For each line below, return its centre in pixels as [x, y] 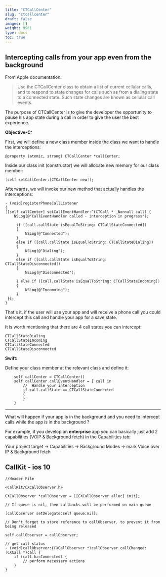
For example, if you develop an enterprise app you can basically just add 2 [82, 431]
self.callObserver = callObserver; [42, 535]
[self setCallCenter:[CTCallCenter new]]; [49, 180]
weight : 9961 [19, 28]
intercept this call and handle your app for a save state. [61, 317]
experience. [17, 122]
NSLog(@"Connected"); [47, 233]
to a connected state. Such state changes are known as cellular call [86, 97]
